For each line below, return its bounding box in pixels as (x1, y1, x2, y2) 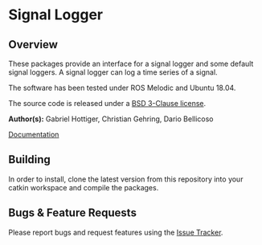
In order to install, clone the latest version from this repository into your (8, 174, 244, 184)
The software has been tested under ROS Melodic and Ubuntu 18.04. (8, 83, 236, 92)
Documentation (8, 130, 59, 139)
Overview (8, 38, 59, 51)
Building (8, 153, 51, 166)
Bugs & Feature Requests (8, 206, 137, 220)
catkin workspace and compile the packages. (8, 182, 159, 192)
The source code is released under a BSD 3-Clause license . (8, 99, 207, 108)
